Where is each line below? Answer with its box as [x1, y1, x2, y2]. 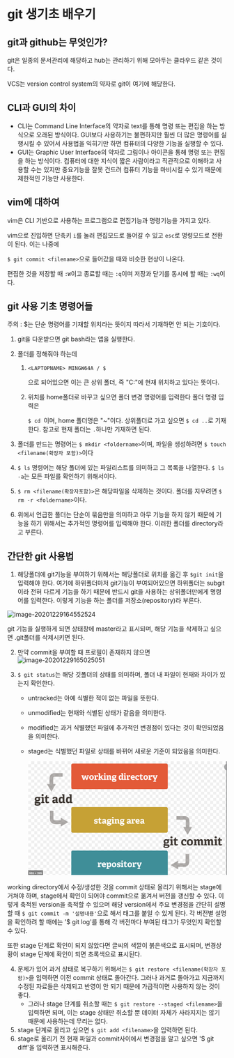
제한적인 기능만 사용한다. [17, 174, 85, 182]
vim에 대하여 [7, 197, 60, 208]
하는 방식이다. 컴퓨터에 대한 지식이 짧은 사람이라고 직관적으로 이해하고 [24, 156, 214, 164]
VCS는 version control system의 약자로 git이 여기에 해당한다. [7, 79, 176, 88]
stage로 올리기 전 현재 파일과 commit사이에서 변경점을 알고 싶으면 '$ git [17, 1034, 214, 1043]
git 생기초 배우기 [7, 6, 96, 22]
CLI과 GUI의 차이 [7, 102, 77, 114]
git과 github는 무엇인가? [7, 36, 108, 48]
